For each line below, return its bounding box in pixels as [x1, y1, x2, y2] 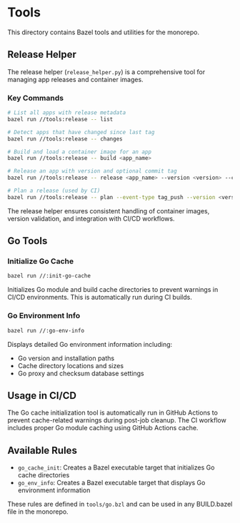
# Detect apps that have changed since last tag [7, 128, 155, 136]
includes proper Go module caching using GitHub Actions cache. [7, 424, 199, 432]
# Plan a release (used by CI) [7, 187, 101, 195]
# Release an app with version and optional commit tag [7, 168, 177, 175]
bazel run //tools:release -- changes [7, 135, 123, 143]
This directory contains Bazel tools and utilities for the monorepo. [7, 28, 200, 36]
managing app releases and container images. [7, 75, 144, 83]
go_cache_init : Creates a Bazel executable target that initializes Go [17, 463, 215, 472]
